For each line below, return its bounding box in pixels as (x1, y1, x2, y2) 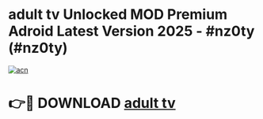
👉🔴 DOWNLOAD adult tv (8, 95, 176, 112)
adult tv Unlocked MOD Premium (8, 6, 228, 24)
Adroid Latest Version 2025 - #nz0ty (8, 22, 255, 40)
